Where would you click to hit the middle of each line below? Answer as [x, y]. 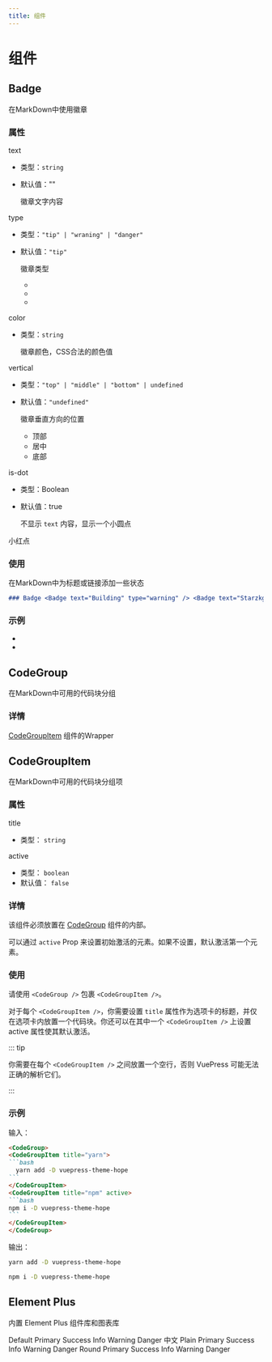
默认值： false [45, 882]
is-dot [18, 472]
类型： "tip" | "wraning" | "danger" [82, 234]
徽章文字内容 [41, 201]
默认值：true [41, 506]
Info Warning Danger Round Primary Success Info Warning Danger [119, 1349]
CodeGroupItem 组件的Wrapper [61, 735]
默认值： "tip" [43, 251]
